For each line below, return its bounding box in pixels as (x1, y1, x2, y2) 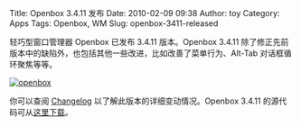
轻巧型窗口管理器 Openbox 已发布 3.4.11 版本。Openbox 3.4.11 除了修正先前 (9, 37, 289, 47)
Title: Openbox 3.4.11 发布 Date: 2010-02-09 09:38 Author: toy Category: (9, 8, 280, 18)
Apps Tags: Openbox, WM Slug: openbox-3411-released (9, 18, 219, 29)
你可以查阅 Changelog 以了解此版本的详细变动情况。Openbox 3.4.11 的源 (9, 95, 279, 106)
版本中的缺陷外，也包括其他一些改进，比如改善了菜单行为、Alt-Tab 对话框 (9, 48, 285, 58)
